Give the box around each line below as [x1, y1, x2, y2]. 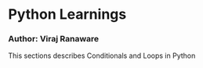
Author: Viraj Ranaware [8, 34, 100, 45]
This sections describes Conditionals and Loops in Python [8, 51, 196, 60]
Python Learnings [8, 5, 127, 23]
